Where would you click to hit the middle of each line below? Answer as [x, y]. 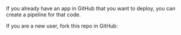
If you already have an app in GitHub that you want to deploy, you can [91, 8]
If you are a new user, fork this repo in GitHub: [62, 26]
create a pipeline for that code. [44, 15]
